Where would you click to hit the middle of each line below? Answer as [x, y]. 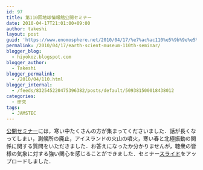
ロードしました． [33, 162]
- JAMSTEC [24, 113]
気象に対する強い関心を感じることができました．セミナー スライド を [101, 154]
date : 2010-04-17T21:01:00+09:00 [48, 23]
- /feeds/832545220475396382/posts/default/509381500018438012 [93, 91]
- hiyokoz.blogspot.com [41, 57]
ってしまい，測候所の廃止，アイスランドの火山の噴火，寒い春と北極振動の [99, 139]
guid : [13, 40]
